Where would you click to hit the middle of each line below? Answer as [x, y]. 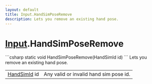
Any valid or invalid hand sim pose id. [87, 74]
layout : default [22, 10]
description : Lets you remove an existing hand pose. [62, 19]
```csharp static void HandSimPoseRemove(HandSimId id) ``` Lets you [76, 57]
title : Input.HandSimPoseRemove [38, 14]
